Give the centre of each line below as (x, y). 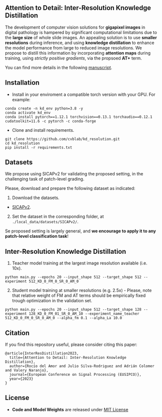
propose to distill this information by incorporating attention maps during (78, 53)
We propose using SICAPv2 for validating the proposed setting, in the (74, 174)
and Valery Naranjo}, (27, 371)
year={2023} (22, 379)
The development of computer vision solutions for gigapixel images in (75, 27)
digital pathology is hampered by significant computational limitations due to (81, 32)
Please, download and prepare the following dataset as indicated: (70, 188)
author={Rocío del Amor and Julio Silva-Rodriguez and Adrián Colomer (82, 366)
